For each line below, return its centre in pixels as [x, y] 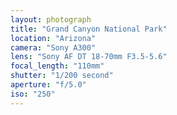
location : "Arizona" [53, 38]
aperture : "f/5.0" [48, 85]
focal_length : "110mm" [57, 66]
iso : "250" [33, 94]
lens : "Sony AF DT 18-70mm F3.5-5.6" [89, 57]
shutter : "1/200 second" [62, 76]
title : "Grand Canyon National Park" [89, 29]
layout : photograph [51, 19]
